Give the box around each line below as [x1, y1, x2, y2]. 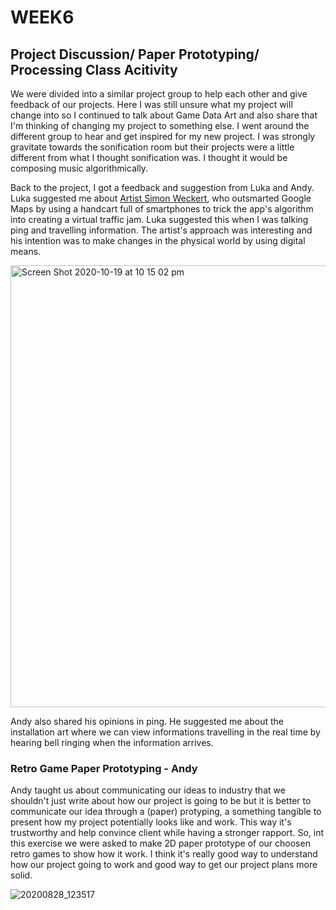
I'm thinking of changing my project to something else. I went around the [10, 120, 310, 131]
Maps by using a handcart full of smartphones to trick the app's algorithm [10, 203, 314, 215]
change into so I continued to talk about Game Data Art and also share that [10, 109, 318, 121]
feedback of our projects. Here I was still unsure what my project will [10, 99, 293, 110]
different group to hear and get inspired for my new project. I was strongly [10, 131, 316, 142]
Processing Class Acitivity [10, 61, 178, 78]
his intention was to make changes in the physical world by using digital [10, 235, 306, 246]
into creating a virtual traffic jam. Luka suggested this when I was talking [10, 214, 309, 225]
